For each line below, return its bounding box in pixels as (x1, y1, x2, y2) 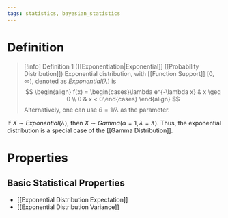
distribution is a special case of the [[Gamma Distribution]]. (7, 126, 173, 134)
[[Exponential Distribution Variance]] (16, 203, 119, 211)
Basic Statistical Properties (7, 178, 125, 189)
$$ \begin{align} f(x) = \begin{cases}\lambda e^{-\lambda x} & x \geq (25, 87, 221, 96)
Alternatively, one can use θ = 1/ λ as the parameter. (23, 106, 170, 114)
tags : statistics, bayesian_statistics (7, 10, 121, 17)
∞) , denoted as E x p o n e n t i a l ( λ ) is (23, 77, 117, 85)
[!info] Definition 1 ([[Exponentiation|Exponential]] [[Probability (23, 62, 199, 71)
